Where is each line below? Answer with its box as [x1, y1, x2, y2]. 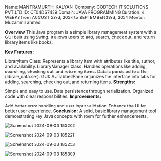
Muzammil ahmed [5, 19, 41, 25]
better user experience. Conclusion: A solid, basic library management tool [5, 108, 157, 114]
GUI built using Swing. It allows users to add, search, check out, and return [5, 34, 155, 40]
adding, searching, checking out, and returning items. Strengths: [5, 79, 136, 85]
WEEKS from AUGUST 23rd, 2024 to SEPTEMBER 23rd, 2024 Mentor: [5, 15, 145, 20]
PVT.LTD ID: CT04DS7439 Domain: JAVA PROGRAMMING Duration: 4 [5, 9, 144, 15]
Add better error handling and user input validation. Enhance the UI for [5, 103, 146, 108]
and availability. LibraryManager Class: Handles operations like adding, [5, 63, 147, 69]
